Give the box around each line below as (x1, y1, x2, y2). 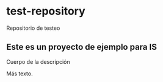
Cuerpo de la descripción (6, 58, 70, 65)
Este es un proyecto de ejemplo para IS (6, 42, 158, 52)
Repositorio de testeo (6, 24, 60, 32)
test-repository (6, 4, 85, 18)
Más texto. (6, 70, 33, 77)
